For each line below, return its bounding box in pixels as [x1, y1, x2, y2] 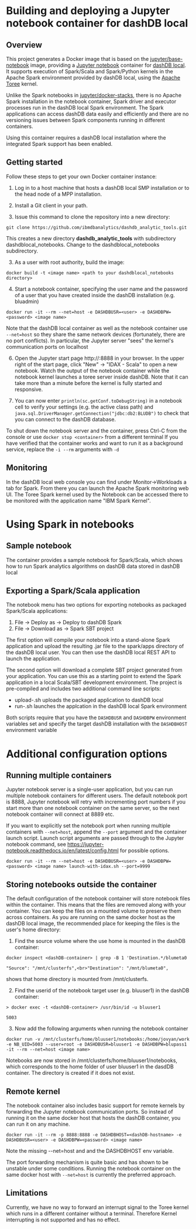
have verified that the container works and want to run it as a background [6, 440, 183, 447]
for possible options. [119, 847, 170, 854]
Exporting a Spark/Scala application [6, 586, 140, 596]
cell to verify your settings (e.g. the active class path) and [14, 403, 154, 410]
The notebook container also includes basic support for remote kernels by [6, 1102, 185, 1109]
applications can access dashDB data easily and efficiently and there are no [6, 110, 189, 117]
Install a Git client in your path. [14, 202, 88, 209]
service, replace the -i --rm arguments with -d [6, 445, 119, 452]
